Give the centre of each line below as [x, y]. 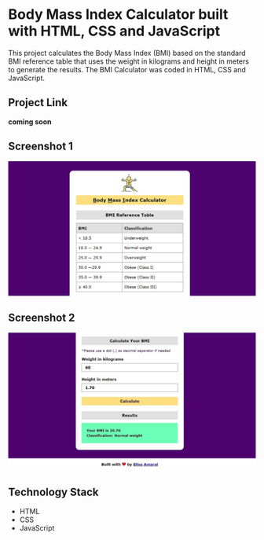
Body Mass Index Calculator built [118, 15]
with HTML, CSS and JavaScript [114, 31]
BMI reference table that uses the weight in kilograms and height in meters [129, 61]
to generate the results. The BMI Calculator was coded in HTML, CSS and [127, 69]
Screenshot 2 [42, 318]
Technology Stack [53, 492]
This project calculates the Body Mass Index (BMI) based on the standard [127, 53]
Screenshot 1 [40, 147]
